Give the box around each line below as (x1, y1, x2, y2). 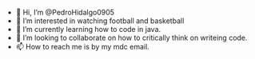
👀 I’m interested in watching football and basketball (15, 16, 185, 26)
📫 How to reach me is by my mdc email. (15, 42, 149, 51)
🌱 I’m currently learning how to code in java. (15, 25, 161, 33)
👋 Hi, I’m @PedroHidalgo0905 (15, 8, 114, 17)
